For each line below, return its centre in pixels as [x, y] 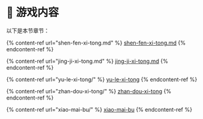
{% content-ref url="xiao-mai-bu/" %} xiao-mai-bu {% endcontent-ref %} [99, 109]
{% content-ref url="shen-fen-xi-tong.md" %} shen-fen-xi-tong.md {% [96, 43]
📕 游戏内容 [33, 13]
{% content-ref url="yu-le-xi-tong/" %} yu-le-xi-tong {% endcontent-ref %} [102, 79]
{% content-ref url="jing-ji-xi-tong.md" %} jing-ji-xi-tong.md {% [87, 61]
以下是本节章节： [28, 31]
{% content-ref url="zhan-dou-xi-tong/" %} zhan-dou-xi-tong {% [89, 91]
